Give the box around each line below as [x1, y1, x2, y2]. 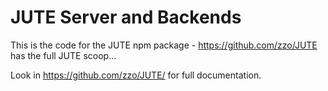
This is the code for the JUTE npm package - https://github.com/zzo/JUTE [10, 39, 318, 51]
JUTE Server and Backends [10, 6, 242, 29]
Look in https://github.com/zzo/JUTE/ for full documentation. [10, 69, 262, 81]
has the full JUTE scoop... [10, 49, 117, 61]
